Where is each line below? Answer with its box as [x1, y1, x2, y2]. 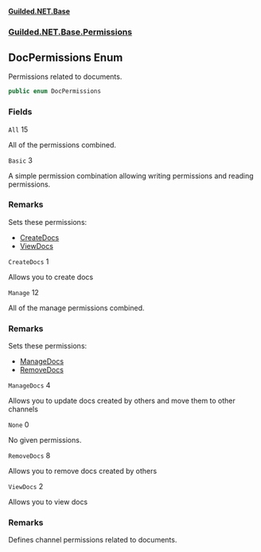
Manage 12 [8, 287, 40, 297]
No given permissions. [8, 436, 82, 445]
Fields [8, 106, 33, 117]
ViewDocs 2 [8, 482, 44, 491]
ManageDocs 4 [8, 380, 51, 390]
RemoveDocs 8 [8, 451, 51, 460]
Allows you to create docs [8, 272, 94, 282]
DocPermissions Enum [8, 50, 123, 64]
